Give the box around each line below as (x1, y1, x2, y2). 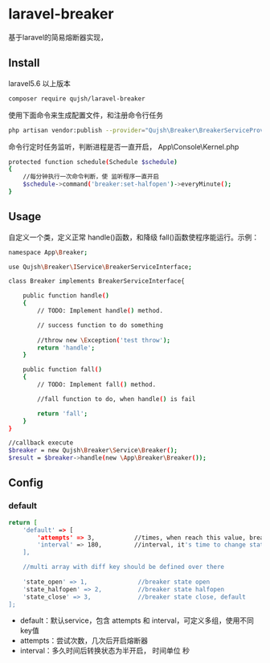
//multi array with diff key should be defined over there (22, 563, 225, 571)
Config (8, 476, 43, 490)
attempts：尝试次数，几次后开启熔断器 (19, 636, 149, 645)
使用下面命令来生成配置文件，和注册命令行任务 (8, 110, 163, 120)
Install (8, 56, 40, 70)
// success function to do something (37, 321, 163, 329)
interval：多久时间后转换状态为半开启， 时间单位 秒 (19, 646, 190, 656)
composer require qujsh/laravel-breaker (8, 94, 146, 103)
